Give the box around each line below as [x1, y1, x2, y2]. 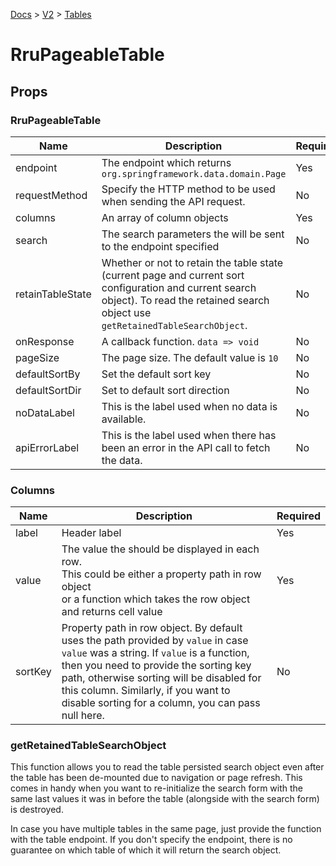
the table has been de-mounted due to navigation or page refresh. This [10, 772, 303, 784]
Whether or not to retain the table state [101, 255, 284, 269]
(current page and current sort [101, 268, 245, 282]
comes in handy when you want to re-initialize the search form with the [10, 782, 304, 794]
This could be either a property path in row [61, 567, 262, 581]
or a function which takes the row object [61, 592, 251, 606]
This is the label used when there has [101, 428, 277, 442]
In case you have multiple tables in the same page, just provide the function [10, 823, 322, 835]
